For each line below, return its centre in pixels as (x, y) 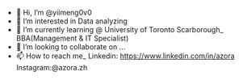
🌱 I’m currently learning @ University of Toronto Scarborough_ (119, 29)
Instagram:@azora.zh (52, 67)
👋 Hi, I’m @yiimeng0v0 (54, 13)
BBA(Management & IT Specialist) (72, 38)
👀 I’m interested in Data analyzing (71, 21)
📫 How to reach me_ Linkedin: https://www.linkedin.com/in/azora (126, 56)
